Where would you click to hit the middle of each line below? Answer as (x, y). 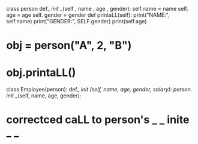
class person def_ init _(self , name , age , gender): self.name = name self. (97, 9)
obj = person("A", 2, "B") (69, 46)
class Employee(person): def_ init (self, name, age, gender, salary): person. (99, 90)
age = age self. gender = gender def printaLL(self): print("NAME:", (88, 15)
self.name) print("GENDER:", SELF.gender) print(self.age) (76, 21)
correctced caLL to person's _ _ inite (98, 120)
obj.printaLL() (41, 73)
